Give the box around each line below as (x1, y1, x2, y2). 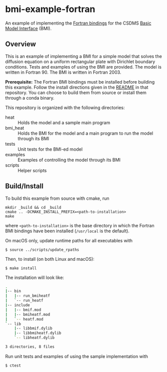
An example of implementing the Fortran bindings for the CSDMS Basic (5, 20, 151, 26)
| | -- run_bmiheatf (5, 293, 50, 298)
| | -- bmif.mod (5, 307, 41, 312)
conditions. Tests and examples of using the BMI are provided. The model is (5, 64, 161, 70)
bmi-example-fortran (5, 4, 95, 15)
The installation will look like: (5, 274, 64, 280)
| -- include (5, 303, 30, 308)
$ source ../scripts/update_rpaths (5, 247, 79, 252)
